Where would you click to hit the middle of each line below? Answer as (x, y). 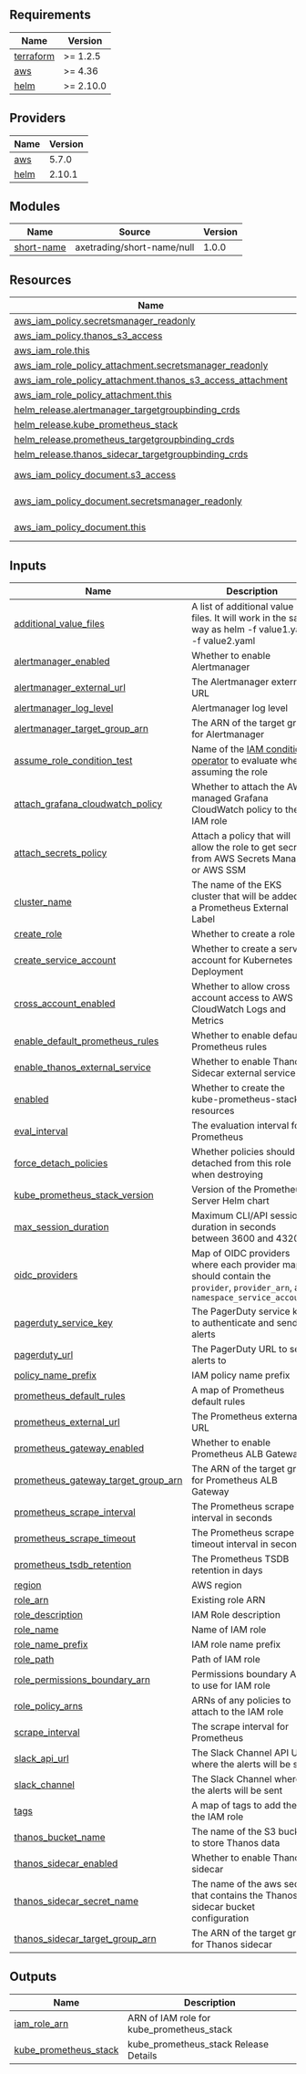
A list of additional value (242, 607)
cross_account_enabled (65, 1004)
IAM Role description (235, 1615)
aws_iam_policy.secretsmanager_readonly (105, 321)
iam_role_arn (41, 2023)
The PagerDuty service (240, 1311)
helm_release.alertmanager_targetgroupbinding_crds (127, 410)
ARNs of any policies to (241, 1701)
